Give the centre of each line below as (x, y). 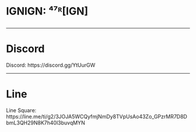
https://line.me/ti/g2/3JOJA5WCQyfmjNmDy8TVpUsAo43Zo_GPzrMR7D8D (97, 117)
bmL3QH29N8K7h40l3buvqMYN (46, 123)
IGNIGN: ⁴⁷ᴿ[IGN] (47, 11)
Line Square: (21, 110)
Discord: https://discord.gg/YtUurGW (51, 65)
